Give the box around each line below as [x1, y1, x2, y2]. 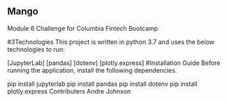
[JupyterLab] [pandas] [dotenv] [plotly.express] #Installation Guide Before [7, 59, 221, 67]
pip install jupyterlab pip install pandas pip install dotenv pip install [7, 80, 198, 88]
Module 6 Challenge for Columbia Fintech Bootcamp [7, 24, 159, 32]
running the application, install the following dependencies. [7, 66, 177, 74]
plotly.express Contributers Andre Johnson [7, 87, 131, 95]
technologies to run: [7, 45, 65, 53]
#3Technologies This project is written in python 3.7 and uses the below [7, 38, 215, 46]
